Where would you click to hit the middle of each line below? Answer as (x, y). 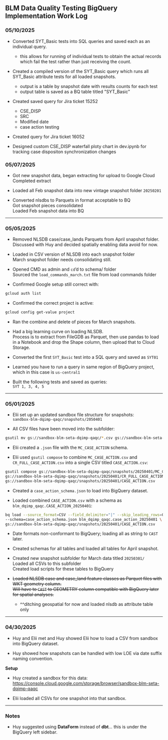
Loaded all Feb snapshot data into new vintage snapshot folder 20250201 (87, 190)
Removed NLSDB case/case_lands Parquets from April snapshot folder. (86, 239)
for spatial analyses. (33, 594)
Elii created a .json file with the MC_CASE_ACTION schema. (70, 448)
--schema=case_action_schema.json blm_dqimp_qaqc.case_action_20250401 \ (84, 519)
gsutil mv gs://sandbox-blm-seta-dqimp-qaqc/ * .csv (59, 438)
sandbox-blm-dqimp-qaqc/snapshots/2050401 (57, 420)
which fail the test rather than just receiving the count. (75, 62)
